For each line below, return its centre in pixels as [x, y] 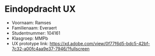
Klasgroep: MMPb [30, 38]
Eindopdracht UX [40, 9]
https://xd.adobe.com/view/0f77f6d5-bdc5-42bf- [100, 43]
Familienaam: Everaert [34, 28]
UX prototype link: [30, 43]
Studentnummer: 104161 [36, 33]
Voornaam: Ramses [31, 23]
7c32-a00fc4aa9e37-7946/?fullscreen [51, 49]
